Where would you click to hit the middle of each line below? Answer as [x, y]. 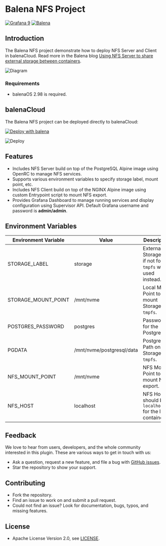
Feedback [21, 435]
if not [149, 261]
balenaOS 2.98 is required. [40, 94]
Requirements [22, 83]
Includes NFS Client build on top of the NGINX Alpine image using [79, 189]
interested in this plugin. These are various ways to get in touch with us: [78, 453]
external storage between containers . [43, 61]
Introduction [25, 38]
